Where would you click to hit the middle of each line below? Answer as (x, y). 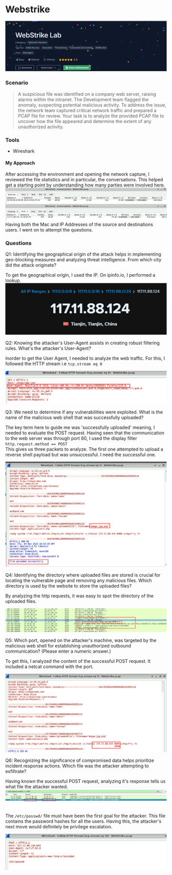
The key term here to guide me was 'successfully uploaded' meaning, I (80, 428)
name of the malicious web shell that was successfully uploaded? (74, 418)
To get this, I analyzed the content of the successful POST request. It (78, 661)
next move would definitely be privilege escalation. (59, 826)
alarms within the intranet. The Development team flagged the (83, 99)
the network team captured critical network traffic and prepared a (87, 110)
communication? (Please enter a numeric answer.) (58, 651)
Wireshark (24, 151)
